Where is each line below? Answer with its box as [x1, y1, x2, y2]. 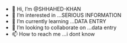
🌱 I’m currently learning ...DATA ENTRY [11, 18, 106, 24]
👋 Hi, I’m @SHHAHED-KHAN [11, 6, 82, 12]
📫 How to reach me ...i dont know [11, 31, 96, 37]
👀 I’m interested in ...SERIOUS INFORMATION [11, 12, 122, 19]
